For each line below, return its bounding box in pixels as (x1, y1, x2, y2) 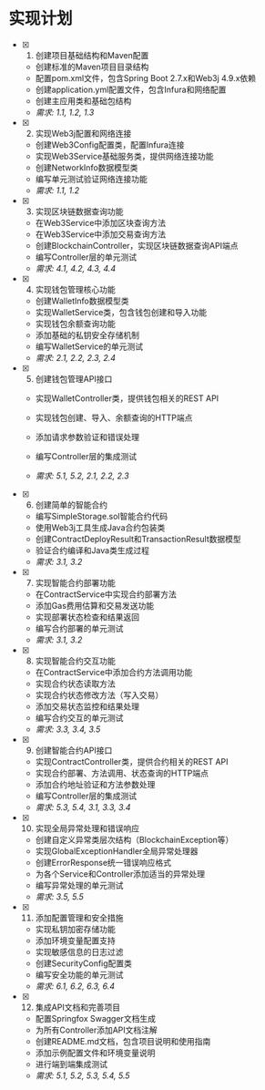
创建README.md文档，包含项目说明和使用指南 (35, 1035, 211, 1046)
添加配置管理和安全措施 (35, 912, 124, 923)
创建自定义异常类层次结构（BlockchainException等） (35, 834, 234, 845)
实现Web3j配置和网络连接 (35, 128, 132, 139)
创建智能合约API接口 (35, 745, 113, 756)
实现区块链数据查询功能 (35, 206, 124, 217)
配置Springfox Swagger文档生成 (35, 1013, 157, 1023)
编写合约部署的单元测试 (35, 622, 124, 633)
